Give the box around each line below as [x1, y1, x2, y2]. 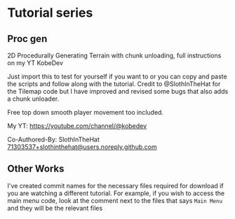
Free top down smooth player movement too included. [7, 108, 163, 116]
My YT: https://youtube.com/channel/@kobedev [7, 122, 147, 130]
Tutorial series [7, 5, 93, 21]
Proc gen [7, 33, 48, 45]
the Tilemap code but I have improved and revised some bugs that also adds [7, 87, 229, 95]
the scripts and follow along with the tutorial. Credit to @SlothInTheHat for [7, 80, 221, 88]
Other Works [7, 163, 65, 175]
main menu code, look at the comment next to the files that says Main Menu [7, 196, 223, 204]
